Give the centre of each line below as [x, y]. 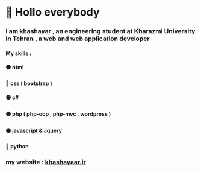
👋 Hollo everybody [53, 12]
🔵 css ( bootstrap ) [29, 83]
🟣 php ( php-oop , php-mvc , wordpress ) [58, 114]
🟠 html [15, 67]
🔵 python [17, 147]
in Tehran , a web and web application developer [78, 39]
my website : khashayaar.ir [46, 162]
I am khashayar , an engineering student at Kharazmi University [100, 31]
